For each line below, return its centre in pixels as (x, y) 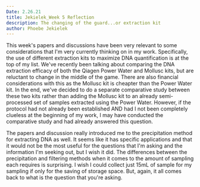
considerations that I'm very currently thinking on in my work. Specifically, (97, 52)
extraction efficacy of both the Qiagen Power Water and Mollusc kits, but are (100, 71)
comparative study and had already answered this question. (80, 122)
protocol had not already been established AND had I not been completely (97, 109)
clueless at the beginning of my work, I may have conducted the (85, 115)
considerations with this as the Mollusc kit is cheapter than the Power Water (99, 84)
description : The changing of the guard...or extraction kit (84, 23)
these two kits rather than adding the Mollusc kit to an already (82, 96)
